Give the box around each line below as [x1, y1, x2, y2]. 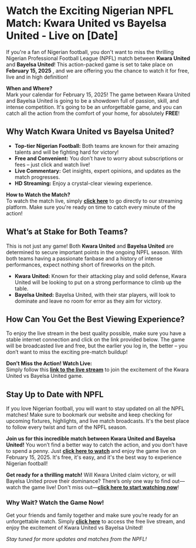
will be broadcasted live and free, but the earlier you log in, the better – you [6, 342, 188, 350]
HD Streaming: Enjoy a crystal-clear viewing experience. [14, 180, 153, 187]
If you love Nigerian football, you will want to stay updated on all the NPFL [6, 405, 185, 412]
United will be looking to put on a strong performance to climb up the [14, 279, 182, 286]
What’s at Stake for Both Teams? [6, 227, 128, 237]
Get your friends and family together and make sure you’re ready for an [6, 512, 179, 519]
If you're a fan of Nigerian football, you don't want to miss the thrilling [6, 48, 174, 55]
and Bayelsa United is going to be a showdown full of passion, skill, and [6, 97, 179, 104]
